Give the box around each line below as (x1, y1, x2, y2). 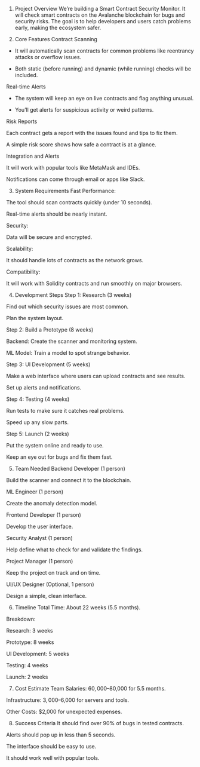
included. (14, 72, 38, 78)
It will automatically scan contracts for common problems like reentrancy (14, 47, 194, 54)
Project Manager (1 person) (6, 558, 73, 564)
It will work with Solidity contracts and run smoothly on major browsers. (6, 280, 183, 287)
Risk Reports (6, 118, 38, 125)
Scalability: (6, 245, 33, 252)
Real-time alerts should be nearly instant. (6, 210, 107, 217)
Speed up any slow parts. (6, 419, 69, 426)
